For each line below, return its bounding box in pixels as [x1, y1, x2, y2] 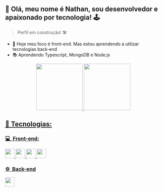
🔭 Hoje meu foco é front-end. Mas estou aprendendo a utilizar [12, 41, 140, 47]
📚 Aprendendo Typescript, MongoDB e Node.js [12, 52, 110, 58]
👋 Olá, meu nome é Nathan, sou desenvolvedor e [5, 5, 158, 13]
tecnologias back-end [12, 46, 57, 52]
